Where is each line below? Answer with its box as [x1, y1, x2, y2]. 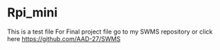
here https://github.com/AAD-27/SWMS [7, 34, 121, 42]
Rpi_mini [7, 5, 58, 21]
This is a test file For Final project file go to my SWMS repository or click [7, 27, 213, 36]
